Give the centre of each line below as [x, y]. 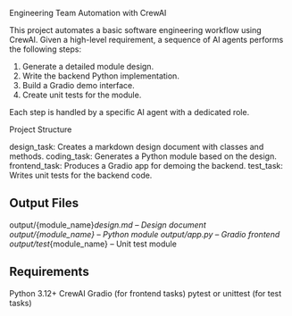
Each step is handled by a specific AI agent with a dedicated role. [129, 112]
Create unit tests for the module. [82, 95]
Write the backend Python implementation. [101, 76]
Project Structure [41, 129]
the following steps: [46, 49]
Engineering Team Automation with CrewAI [88, 13]
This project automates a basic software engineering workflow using [135, 30]
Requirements [49, 272]
